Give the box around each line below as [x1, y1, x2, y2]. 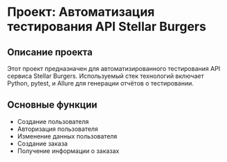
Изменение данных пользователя [17, 132, 118, 140]
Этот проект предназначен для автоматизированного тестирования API [7, 65, 221, 72]
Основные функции [7, 99, 98, 111]
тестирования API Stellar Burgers [7, 19, 206, 34]
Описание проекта [7, 46, 93, 58]
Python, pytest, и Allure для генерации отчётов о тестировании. [7, 79, 194, 87]
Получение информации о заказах [17, 146, 120, 155]
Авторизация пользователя [17, 125, 98, 133]
